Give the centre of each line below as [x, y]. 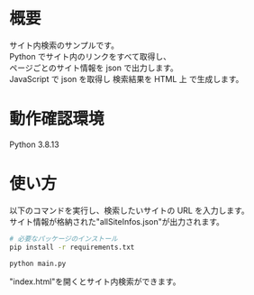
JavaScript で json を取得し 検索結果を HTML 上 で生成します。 [127, 78]
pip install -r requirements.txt [72, 247]
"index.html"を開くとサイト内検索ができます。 [95, 281]
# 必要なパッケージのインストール [64, 239]
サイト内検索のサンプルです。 [64, 45]
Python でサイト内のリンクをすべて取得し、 [90, 56]
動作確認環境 [57, 119]
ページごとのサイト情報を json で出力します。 [94, 68]
